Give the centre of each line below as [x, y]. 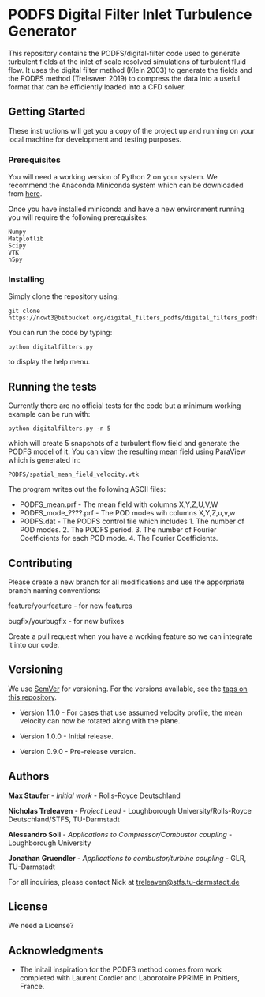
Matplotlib [26, 239]
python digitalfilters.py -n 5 [60, 429]
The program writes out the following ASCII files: [87, 489]
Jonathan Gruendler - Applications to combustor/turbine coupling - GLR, [127, 858]
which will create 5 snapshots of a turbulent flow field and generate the [124, 444]
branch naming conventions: [54, 590]
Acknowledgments [56, 950]
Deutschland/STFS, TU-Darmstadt [64, 819]
